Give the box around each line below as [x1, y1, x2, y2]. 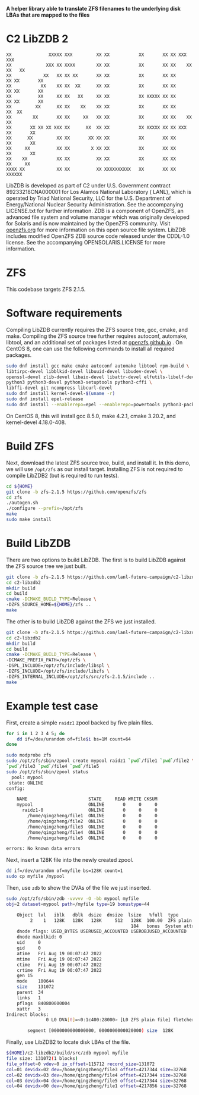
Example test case [6, 699, 99, 713]
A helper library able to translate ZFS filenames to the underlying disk [6, 5, 181, 12]
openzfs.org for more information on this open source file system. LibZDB [6, 226, 186, 233]
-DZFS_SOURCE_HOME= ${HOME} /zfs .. [6, 602, 92, 608]
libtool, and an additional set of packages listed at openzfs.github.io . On [6, 338, 183, 346]
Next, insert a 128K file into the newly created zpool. [6, 856, 134, 864]
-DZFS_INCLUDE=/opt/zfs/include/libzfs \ [6, 669, 110, 674]
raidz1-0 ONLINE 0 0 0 [21, 807, 158, 814]
